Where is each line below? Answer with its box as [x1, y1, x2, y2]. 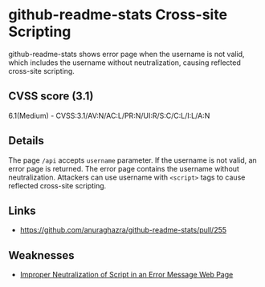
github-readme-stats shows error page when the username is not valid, [8, 49, 245, 59]
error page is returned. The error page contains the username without [8, 164, 239, 173]
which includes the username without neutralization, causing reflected [8, 58, 241, 67]
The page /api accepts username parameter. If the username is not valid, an [8, 155, 257, 165]
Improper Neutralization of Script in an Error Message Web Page [19, 270, 234, 280]
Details [8, 134, 44, 148]
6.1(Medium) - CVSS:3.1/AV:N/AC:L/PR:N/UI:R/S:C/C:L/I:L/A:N [8, 111, 210, 120]
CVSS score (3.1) [8, 90, 94, 103]
